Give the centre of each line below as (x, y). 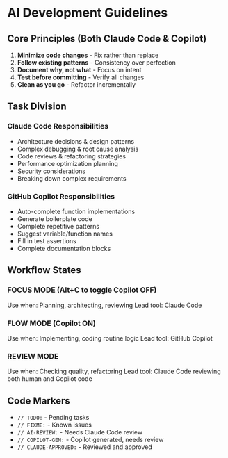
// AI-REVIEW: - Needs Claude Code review (80, 432)
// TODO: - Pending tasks (53, 418)
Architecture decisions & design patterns (75, 141)
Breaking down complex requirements (72, 178)
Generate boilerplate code (55, 219)
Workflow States (44, 270)
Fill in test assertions (47, 240)
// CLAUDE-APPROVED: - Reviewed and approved (85, 447)
